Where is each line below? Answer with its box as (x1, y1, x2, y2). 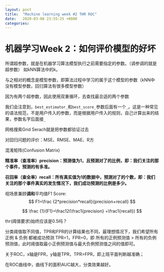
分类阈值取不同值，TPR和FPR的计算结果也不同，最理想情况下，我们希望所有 (5, 228, 159, 235)
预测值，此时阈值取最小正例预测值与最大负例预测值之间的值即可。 (5, 241, 138, 247)
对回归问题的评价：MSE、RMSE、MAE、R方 (5, 137, 94, 143)
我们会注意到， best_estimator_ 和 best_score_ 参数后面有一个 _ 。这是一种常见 (5, 104, 159, 110)
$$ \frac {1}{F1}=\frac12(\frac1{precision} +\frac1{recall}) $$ (21, 208, 143, 214)
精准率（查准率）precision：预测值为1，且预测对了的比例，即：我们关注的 (5, 158, 155, 164)
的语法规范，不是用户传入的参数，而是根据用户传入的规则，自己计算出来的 (5, 110, 155, 116)
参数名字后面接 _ (13, 116, 46, 122)
